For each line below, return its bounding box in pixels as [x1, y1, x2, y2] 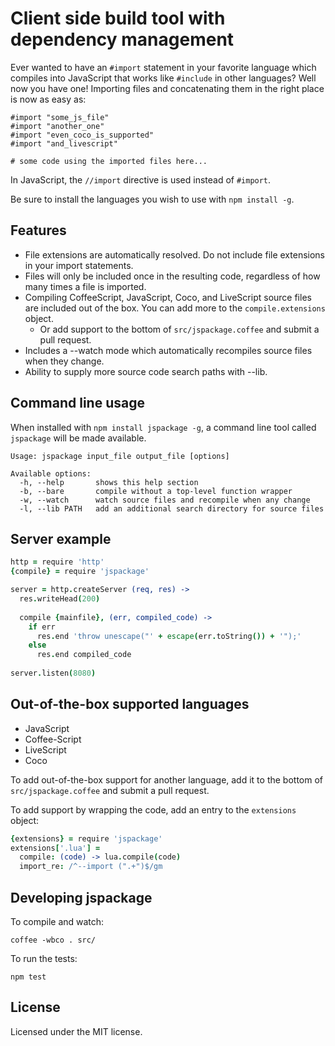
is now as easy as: [10, 93, 87, 105]
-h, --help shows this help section [19, 477, 199, 487]
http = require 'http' [10, 557, 105, 567]
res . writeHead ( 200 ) [19, 594, 101, 604]
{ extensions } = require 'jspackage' [10, 833, 163, 844]
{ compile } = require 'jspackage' [10, 567, 150, 577]
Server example [10, 530, 112, 547]
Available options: [10, 468, 92, 479]
